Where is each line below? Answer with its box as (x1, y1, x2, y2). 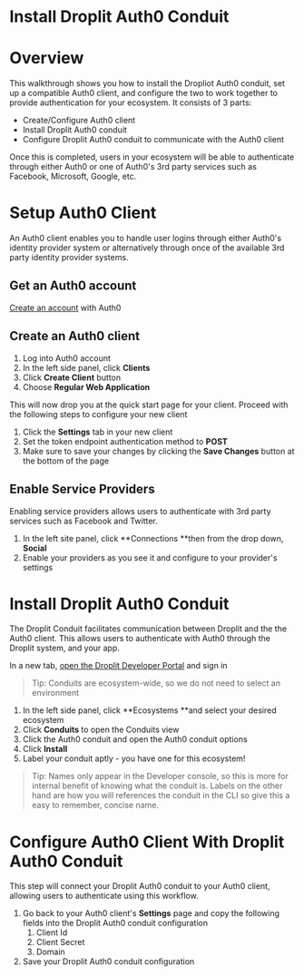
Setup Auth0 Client (9, 202, 157, 223)
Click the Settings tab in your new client (22, 426, 173, 437)
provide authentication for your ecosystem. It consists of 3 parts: (9, 97, 252, 108)
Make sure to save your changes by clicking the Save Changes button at (22, 445, 295, 456)
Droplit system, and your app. (9, 642, 121, 654)
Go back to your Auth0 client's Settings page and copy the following (22, 908, 279, 919)
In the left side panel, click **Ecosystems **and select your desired (22, 705, 277, 716)
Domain (35, 946, 65, 958)
